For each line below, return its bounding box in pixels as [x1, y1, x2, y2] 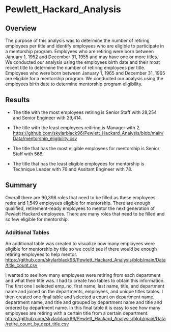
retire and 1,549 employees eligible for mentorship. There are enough [5, 200, 151, 206]
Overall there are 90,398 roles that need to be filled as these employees [5, 194, 156, 200]
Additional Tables [5, 229, 50, 236]
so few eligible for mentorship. [5, 216, 69, 222]
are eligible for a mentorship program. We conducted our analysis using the [5, 76, 164, 81]
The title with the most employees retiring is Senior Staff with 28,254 [12, 109, 157, 115]
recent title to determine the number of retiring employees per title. [5, 65, 146, 70]
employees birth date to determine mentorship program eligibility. [5, 81, 142, 87]
